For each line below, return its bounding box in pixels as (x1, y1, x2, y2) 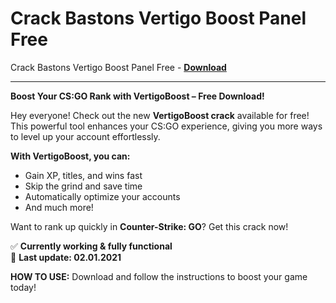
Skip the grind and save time (24, 180, 143, 192)
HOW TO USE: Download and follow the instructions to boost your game (10, 270, 308, 282)
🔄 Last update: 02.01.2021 (10, 251, 122, 263)
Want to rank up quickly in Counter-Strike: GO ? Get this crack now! (10, 220, 289, 232)
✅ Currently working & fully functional (10, 240, 173, 252)
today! (10, 281, 37, 293)
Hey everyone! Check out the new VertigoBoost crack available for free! (10, 109, 310, 121)
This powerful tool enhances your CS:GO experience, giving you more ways (10, 120, 323, 132)
